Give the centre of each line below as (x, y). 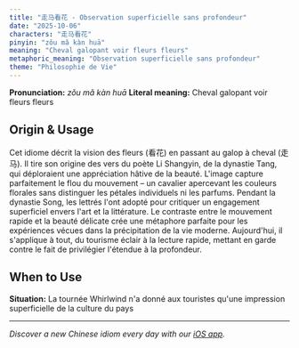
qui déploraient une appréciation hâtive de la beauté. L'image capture (137, 174)
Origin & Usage (52, 130)
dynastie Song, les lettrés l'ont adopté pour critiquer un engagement (134, 202)
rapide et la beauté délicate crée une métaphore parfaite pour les (129, 221)
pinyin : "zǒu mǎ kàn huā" (57, 42)
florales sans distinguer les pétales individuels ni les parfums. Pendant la (142, 192)
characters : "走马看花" (50, 34)
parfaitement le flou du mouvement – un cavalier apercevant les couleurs (143, 182)
